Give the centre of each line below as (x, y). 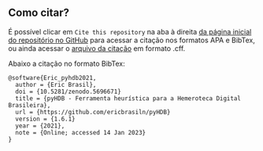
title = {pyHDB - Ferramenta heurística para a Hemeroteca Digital (128, 98)
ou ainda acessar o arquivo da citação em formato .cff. (97, 48)
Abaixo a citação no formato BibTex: (67, 63)
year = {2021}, (40, 126)
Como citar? (39, 13)
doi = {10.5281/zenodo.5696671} (69, 92)
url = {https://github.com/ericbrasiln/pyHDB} (93, 112)
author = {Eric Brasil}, (56, 84)
